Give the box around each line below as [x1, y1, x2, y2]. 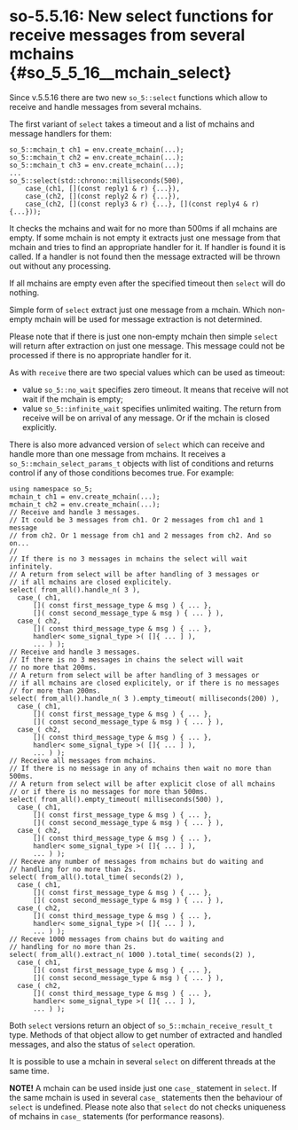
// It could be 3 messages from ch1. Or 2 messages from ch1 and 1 [9, 515, 264, 524]
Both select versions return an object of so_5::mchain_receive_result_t [9, 1020, 273, 1031]
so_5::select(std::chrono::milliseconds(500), [9, 176, 184, 185]
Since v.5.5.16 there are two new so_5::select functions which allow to [9, 91, 268, 103]
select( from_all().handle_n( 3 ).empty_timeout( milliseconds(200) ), [9, 694, 279, 702]
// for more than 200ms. [9, 686, 101, 695]
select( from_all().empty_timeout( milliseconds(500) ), [9, 795, 224, 804]
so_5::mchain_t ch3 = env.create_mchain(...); [9, 161, 184, 169]
